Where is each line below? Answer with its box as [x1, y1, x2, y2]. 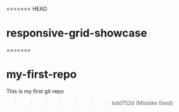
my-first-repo [6, 68, 77, 81]
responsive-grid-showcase [6, 27, 147, 40]
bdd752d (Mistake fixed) [112, 99, 174, 107]
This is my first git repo [6, 87, 64, 94]
